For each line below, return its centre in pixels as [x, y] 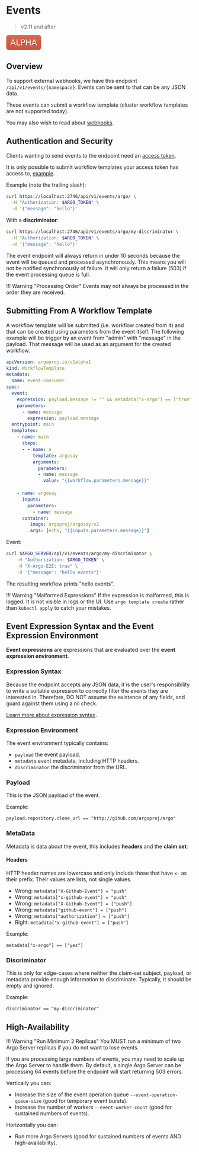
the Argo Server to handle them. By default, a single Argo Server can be [94, 1065]
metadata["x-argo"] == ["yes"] [45, 945]
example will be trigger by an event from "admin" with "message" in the [94, 338]
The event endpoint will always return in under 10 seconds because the [93, 255]
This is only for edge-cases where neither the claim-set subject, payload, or [99, 973]
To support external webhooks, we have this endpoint [72, 81]
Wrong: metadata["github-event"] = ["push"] [71, 910]
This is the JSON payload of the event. [53, 795]
